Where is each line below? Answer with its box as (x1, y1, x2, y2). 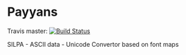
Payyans (7, 4, 58, 20)
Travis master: (7, 27, 48, 35)
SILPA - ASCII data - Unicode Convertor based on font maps (7, 40, 179, 48)
